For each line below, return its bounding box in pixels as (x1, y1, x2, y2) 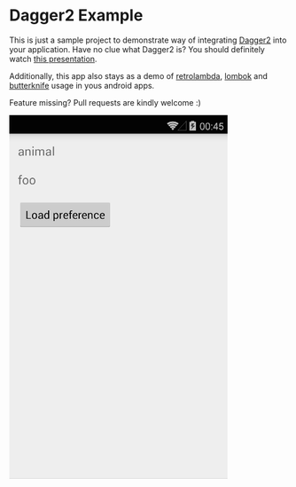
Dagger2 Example (9, 5, 144, 26)
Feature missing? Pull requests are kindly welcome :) (9, 97, 201, 107)
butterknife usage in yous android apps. (9, 80, 155, 90)
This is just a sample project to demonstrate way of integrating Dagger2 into (9, 35, 287, 45)
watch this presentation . (9, 53, 97, 64)
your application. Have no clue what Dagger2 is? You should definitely (9, 43, 266, 54)
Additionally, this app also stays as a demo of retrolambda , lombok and (9, 70, 269, 81)
